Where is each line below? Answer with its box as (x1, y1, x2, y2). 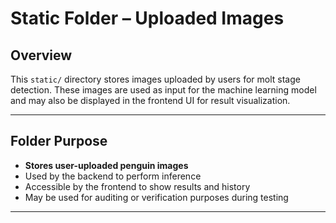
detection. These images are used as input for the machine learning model (10, 84, 317, 96)
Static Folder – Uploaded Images (10, 7, 285, 30)
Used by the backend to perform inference (24, 170, 202, 182)
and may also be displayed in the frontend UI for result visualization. (10, 95, 291, 106)
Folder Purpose (10, 133, 108, 150)
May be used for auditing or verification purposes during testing (24, 191, 289, 203)
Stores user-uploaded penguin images (24, 159, 189, 171)
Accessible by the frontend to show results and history (24, 180, 251, 192)
